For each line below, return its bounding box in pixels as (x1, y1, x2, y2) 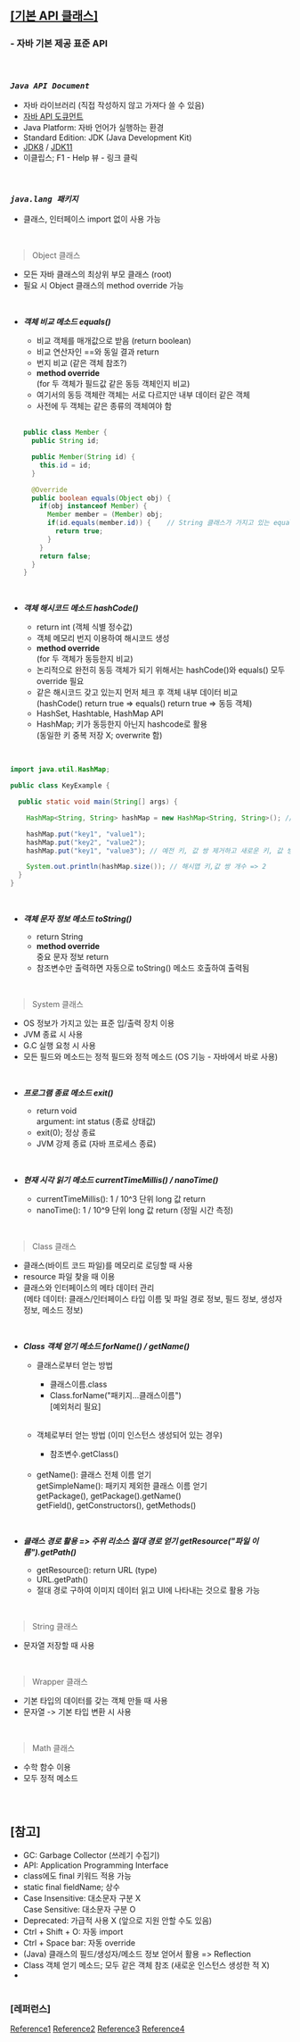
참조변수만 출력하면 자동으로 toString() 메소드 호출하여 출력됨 (36, 963, 250, 973)
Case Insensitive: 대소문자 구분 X (22, 1892, 142, 1904)
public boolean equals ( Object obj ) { (31, 494, 172, 503)
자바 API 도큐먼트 (22, 111, 84, 121)
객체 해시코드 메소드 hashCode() (22, 603, 139, 613)
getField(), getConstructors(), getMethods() (36, 1500, 197, 1511)
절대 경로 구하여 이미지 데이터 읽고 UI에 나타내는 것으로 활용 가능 (36, 1585, 261, 1596)
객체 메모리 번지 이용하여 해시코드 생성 (36, 633, 170, 644)
